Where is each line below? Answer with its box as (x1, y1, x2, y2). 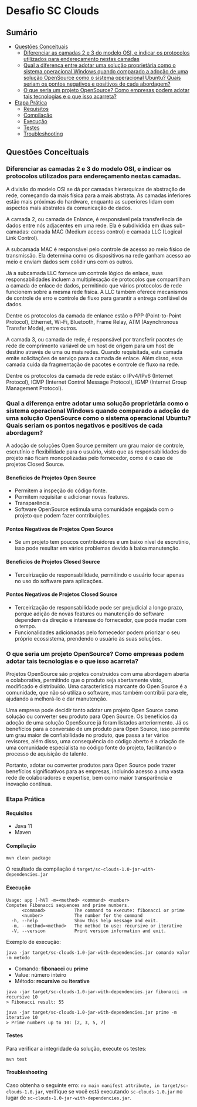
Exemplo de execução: (6, 938, 62, 945)
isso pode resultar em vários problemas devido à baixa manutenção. (14, 544, 181, 552)
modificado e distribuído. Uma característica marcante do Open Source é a (6, 683, 188, 690)
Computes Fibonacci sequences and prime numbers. (6, 902, 130, 908)
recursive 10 (6, 994, 38, 1000)
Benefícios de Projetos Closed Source (6, 558, 100, 565)
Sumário (6, 28, 38, 38)
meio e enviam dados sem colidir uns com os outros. (6, 258, 134, 265)
